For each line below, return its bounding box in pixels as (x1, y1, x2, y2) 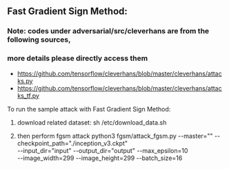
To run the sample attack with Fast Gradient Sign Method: (7, 105, 171, 113)
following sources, (7, 35, 71, 44)
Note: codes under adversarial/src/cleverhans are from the (7, 26, 210, 36)
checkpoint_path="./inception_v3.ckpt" (17, 139, 128, 148)
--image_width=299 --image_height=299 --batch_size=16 (17, 154, 183, 162)
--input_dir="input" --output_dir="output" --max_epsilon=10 (17, 146, 188, 154)
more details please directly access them (7, 53, 148, 63)
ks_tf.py (17, 91, 40, 100)
